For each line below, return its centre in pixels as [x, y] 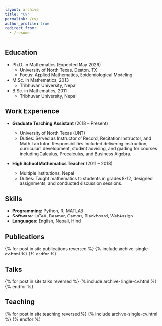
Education [21, 53]
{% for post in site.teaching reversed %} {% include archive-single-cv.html [81, 314]
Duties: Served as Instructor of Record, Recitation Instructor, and [85, 138]
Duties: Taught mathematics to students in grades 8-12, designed [86, 178]
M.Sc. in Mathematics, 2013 [40, 80]
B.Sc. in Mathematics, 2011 [40, 91]
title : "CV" [17, 14]
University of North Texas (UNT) [52, 133]
